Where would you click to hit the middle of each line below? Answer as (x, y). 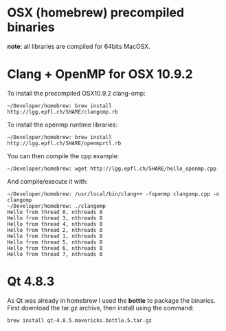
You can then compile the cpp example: (63, 156)
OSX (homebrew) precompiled (95, 13)
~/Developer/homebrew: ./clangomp (57, 206)
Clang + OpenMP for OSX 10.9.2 (100, 74)
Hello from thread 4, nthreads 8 (55, 224)
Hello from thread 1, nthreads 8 (55, 236)
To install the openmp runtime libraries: (63, 125)
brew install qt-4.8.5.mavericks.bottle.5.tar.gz (80, 320)
